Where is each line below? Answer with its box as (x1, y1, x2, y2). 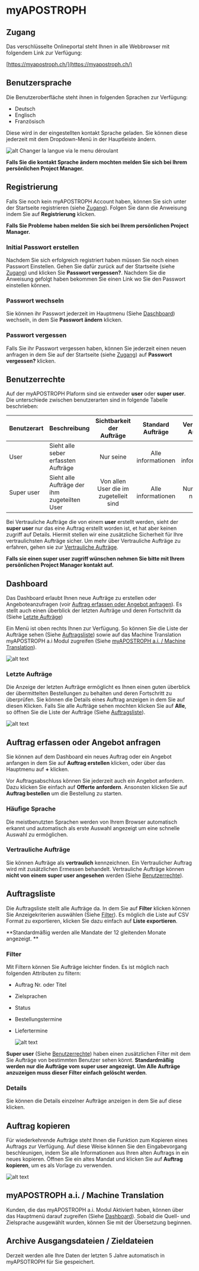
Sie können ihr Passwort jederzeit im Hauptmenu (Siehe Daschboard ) (6, 310, 175, 317)
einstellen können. (6, 281, 51, 288)
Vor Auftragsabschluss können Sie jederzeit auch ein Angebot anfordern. (6, 777, 185, 784)
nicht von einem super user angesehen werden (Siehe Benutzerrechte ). (6, 872, 184, 879)
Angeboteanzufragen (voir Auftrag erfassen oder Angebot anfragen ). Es (6, 600, 182, 608)
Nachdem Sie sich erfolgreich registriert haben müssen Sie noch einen (6, 256, 179, 263)
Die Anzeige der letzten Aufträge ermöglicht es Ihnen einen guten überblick (6, 684, 191, 691)
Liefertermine (14, 1027, 48, 1034)
